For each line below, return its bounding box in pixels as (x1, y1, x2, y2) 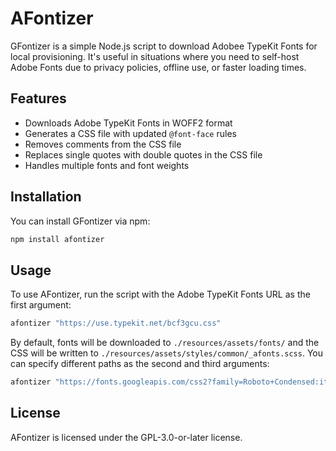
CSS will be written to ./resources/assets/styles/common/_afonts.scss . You (10, 347, 324, 359)
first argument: (10, 299, 72, 311)
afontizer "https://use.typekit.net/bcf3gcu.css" (10, 318, 222, 329)
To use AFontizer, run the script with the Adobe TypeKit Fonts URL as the (10, 288, 311, 301)
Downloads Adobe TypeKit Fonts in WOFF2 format (24, 117, 233, 129)
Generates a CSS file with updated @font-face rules (24, 127, 237, 139)
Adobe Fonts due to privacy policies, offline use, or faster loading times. (10, 61, 307, 73)
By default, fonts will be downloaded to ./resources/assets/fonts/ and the (10, 337, 320, 349)
